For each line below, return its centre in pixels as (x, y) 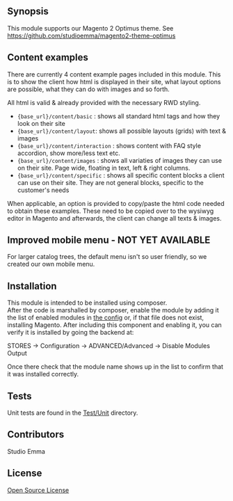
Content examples (48, 57)
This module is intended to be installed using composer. (87, 303)
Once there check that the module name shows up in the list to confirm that (115, 367)
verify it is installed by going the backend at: (71, 333)
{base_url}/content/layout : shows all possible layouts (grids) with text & (121, 131)
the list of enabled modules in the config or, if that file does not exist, (105, 318)
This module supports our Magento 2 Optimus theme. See (90, 28)
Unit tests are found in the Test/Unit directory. (73, 413)
